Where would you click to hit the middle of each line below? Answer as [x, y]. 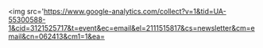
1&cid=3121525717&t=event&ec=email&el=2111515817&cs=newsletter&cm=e [132, 28]
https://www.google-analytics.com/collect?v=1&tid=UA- [135, 11]
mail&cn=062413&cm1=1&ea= [57, 36]
